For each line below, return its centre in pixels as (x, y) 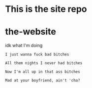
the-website (31, 32)
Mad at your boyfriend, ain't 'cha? (43, 81)
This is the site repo (46, 9)
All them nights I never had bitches (44, 63)
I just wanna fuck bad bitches (37, 55)
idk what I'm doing (24, 45)
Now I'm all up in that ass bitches (43, 72)
